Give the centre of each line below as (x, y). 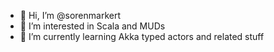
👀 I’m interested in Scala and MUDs (92, 26)
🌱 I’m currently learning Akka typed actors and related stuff (142, 36)
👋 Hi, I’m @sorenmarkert (70, 15)
